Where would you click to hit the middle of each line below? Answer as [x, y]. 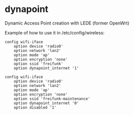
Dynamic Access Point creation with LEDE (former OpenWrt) [67, 23]
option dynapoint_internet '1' [46, 68]
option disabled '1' [35, 107]
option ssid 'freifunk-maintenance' [52, 98]
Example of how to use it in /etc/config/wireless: [55, 32]
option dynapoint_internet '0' [46, 103]
